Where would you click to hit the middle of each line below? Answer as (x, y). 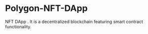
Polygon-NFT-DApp (46, 8)
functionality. (18, 26)
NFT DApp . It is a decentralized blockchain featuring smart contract (74, 22)
